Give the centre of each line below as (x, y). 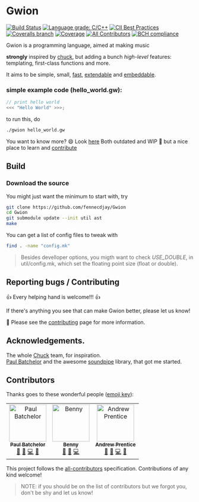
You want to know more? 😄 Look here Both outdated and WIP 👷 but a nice (97, 141)
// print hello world (33, 102)
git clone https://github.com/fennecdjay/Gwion (66, 207)
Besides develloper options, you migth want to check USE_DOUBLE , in (107, 257)
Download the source (38, 184)
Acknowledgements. (45, 341)
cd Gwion (17, 213)
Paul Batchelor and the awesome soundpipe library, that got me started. (94, 361)
